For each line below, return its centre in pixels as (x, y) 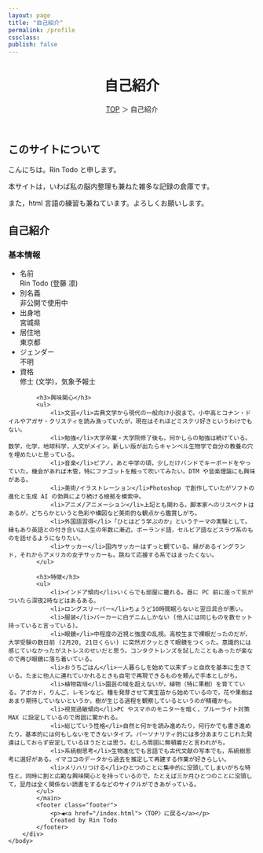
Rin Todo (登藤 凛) (49, 283)
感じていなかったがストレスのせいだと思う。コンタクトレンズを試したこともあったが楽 (128, 651)
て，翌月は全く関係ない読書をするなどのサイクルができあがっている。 (104, 785)
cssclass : (24, 37)
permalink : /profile (42, 30)
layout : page (29, 15)
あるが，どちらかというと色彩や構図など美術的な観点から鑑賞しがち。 (104, 513)
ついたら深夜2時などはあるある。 (54, 601)
